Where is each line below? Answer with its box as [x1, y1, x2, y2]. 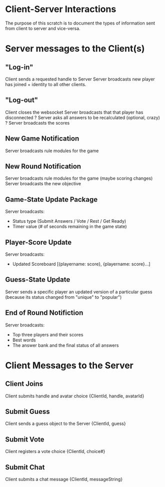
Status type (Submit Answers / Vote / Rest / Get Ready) [12, 218, 126, 224]
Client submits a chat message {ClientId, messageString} [5, 476, 123, 482]
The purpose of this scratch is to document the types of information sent [5, 20, 155, 26]
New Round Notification [5, 162, 81, 171]
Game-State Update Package [5, 195, 98, 204]
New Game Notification [5, 134, 79, 143]
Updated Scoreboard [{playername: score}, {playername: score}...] [12, 261, 151, 267]
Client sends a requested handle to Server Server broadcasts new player [5, 76, 155, 82]
